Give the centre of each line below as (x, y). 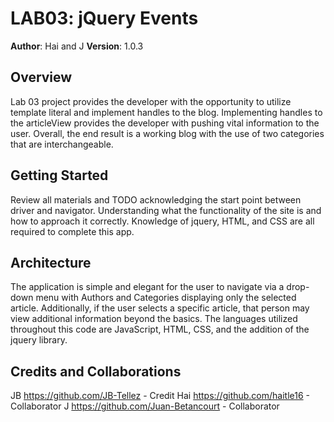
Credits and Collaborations (96, 371)
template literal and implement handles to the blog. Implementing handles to (166, 112)
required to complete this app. (72, 231)
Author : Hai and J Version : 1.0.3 (77, 46)
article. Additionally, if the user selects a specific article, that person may (160, 308)
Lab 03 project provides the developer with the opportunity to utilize (151, 101)
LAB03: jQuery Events (104, 18)
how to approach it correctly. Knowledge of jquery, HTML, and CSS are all (162, 221)
